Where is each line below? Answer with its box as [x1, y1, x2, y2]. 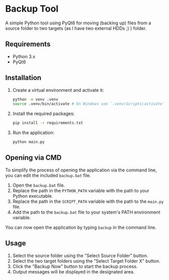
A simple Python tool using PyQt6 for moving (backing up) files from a [5, 20, 151, 26]
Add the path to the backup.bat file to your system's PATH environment [12, 209, 160, 215]
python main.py [12, 139, 45, 145]
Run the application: [12, 130, 55, 136]
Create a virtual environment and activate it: [12, 87, 104, 93]
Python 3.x [12, 53, 35, 59]
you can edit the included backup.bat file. [5, 172, 91, 178]
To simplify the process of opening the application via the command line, [5, 167, 157, 173]
